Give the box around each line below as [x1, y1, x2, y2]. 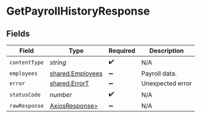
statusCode [9, 91, 41, 98]
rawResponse [9, 102, 44, 109]
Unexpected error [141, 79, 192, 88]
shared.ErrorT [49, 79, 90, 88]
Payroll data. [141, 69, 177, 77]
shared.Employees [49, 69, 103, 77]
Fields [6, 29, 30, 39]
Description [149, 47, 185, 55]
